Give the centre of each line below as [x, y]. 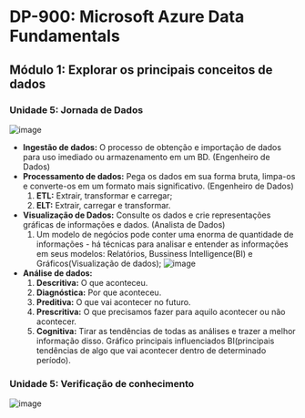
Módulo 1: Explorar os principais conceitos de [141, 70]
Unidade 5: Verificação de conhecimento [102, 383]
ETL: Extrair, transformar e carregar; [104, 195]
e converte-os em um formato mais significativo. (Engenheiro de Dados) [158, 186]
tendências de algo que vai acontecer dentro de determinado [151, 350]
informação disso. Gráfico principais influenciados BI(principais [155, 341]
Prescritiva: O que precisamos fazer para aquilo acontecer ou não [161, 311]
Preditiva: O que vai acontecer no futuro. [113, 301]
